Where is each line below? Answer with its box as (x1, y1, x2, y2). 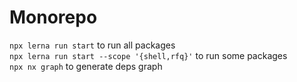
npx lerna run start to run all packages (9, 39, 176, 51)
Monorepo (9, 6, 98, 29)
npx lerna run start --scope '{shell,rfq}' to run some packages (9, 49, 288, 61)
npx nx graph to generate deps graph (9, 60, 163, 72)
